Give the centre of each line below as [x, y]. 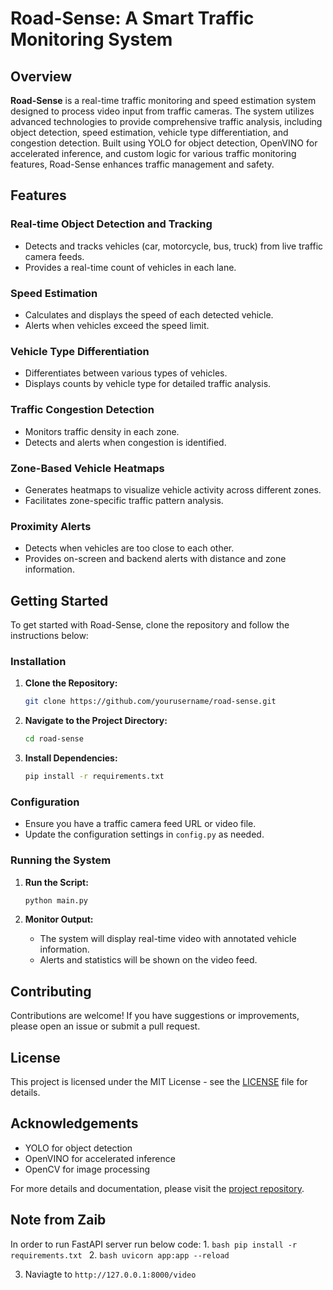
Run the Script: [56, 882]
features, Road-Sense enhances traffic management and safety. [142, 164]
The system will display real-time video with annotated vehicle [168, 939]
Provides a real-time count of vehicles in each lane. [130, 267]
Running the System [61, 860]
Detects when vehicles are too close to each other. [129, 548]
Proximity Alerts [51, 526]
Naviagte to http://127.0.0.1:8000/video [110, 1274]
